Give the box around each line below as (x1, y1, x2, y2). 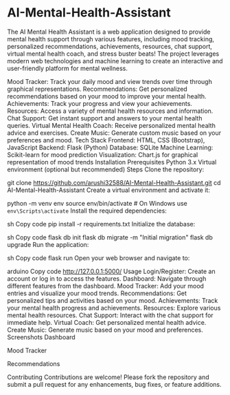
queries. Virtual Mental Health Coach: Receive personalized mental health (7, 121, 216, 129)
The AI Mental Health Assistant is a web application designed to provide (7, 28, 211, 36)
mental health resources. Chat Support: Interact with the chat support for (7, 311, 214, 319)
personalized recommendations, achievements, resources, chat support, (7, 42, 213, 50)
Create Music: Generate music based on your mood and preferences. (7, 325, 204, 334)
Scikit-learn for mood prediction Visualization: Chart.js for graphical (7, 150, 198, 159)
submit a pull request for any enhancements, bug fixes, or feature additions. (7, 380, 222, 388)
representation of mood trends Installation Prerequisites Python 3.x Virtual (7, 158, 217, 166)
